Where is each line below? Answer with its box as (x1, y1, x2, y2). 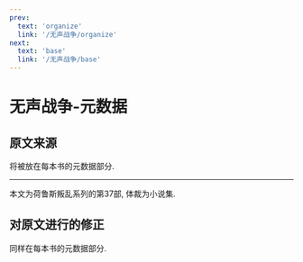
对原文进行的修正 (9, 217, 105, 232)
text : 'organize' (17, 22, 83, 31)
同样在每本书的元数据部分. (9, 242, 107, 253)
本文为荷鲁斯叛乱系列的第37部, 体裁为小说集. (9, 188, 176, 199)
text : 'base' (17, 47, 67, 56)
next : (9, 38, 30, 48)
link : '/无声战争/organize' (17, 30, 117, 39)
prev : (9, 13, 30, 23)
